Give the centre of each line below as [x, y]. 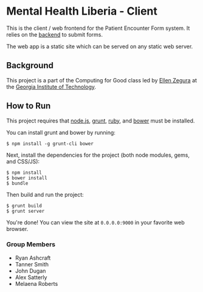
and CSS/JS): [23, 161]
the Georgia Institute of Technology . [51, 87]
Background [30, 66]
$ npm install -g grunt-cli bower [50, 144]
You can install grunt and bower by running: [61, 132]
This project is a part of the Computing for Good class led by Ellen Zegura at [102, 80]
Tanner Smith [32, 264]
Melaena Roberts [36, 283]
